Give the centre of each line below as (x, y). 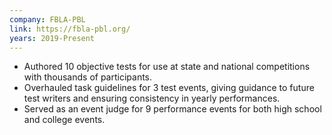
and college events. (64, 120)
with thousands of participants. (88, 77)
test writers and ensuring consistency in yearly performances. (152, 98)
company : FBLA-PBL (47, 19)
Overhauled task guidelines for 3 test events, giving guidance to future (169, 88)
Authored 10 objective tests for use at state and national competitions (167, 67)
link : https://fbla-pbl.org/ (70, 29)
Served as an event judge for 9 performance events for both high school (172, 109)
